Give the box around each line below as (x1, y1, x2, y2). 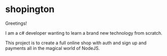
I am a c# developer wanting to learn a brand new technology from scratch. (5, 30, 163, 36)
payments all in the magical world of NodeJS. (5, 45, 100, 51)
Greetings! (5, 20, 27, 26)
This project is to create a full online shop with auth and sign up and (5, 39, 147, 46)
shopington (5, 4, 55, 15)
